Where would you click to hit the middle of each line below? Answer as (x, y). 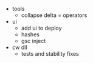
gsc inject (33, 41)
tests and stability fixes (50, 54)
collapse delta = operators (54, 15)
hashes (30, 35)
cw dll (19, 47)
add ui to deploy (41, 28)
